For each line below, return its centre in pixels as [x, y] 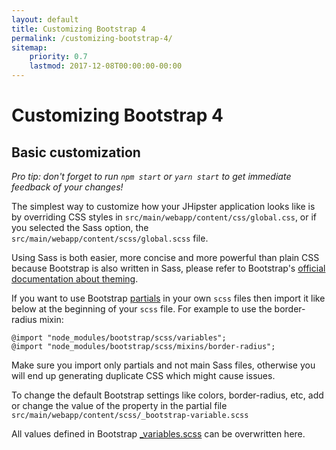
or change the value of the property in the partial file [119, 405]
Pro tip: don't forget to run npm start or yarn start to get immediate [151, 176]
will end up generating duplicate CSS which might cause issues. [143, 375]
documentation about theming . [75, 279]
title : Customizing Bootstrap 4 [78, 29]
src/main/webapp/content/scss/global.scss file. [110, 238]
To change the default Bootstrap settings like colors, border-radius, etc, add [167, 395]
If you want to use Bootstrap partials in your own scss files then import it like [168, 298]
